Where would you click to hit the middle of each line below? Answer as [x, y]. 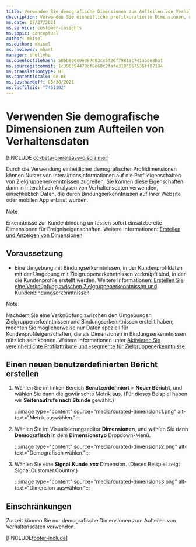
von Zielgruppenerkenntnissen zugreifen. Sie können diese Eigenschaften [95, 181]
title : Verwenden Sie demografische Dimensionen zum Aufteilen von [90, 11]
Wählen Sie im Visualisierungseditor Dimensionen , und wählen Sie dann [101, 429]
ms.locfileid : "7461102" [36, 88]
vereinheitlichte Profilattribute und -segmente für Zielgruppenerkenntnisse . [96, 346]
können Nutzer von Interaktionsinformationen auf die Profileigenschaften [94, 175]
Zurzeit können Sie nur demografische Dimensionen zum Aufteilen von [91, 521]
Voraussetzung [34, 254]
